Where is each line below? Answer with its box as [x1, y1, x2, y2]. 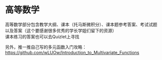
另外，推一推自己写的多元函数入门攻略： [5, 44, 87, 50]
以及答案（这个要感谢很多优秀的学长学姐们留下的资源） [5, 27, 116, 33]
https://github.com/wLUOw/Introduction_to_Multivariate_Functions [5, 49, 139, 55]
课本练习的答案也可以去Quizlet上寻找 [5, 34, 80, 40]
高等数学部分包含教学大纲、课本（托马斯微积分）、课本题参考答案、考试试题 [5, 21, 158, 27]
